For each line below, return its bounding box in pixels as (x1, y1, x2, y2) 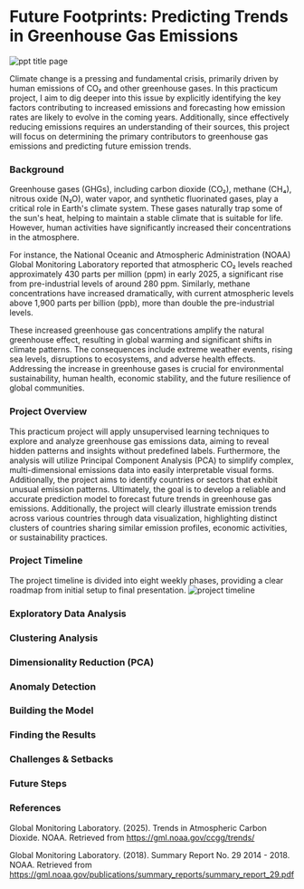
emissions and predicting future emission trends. (9, 140, 192, 151)
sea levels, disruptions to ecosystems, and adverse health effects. (9, 353, 256, 364)
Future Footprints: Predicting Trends (9, 6, 289, 27)
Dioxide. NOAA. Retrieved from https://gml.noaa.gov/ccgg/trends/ (9, 832, 255, 843)
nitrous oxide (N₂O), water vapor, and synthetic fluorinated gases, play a (9, 193, 279, 205)
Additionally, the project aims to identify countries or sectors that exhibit (9, 474, 279, 485)
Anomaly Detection (9, 680, 97, 692)
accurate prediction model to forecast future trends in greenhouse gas (9, 493, 272, 504)
